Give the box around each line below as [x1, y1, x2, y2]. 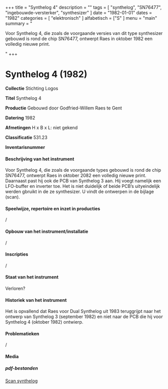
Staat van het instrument [5, 274, 59, 280]
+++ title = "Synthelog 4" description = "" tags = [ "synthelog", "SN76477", [5, 5, 162, 10]
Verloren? [5, 285, 26, 291]
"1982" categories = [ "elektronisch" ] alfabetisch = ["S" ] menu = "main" [5, 15, 157, 21]
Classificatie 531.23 [5, 134, 48, 140]
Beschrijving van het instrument [5, 155, 74, 162]
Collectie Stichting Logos [5, 85, 58, 91]
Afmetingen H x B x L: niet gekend [5, 124, 78, 131]
